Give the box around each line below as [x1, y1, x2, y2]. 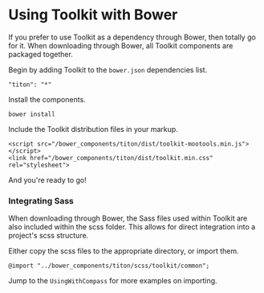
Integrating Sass [8, 195, 74, 206]
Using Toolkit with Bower [8, 6, 178, 24]
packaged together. [8, 49, 74, 59]
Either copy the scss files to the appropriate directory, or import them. [8, 246, 239, 256]
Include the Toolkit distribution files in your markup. [8, 124, 178, 134]
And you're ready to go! [8, 175, 87, 184]
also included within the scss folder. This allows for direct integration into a [8, 222, 256, 232]
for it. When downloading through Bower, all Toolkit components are [8, 40, 234, 50]
